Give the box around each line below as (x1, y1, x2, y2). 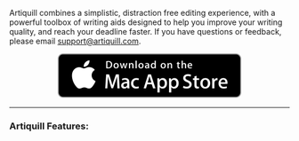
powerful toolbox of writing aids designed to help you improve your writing (9, 17, 283, 27)
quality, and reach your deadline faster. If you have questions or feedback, (9, 27, 282, 36)
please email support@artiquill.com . (9, 35, 141, 46)
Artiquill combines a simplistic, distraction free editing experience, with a (9, 8, 276, 18)
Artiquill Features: (9, 120, 89, 132)
